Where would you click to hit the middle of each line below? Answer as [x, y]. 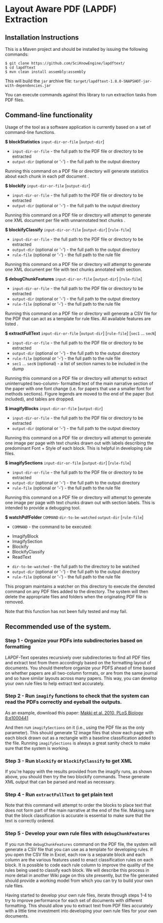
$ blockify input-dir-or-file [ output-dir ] [48, 186]
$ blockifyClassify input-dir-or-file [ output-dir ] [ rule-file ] [68, 230]
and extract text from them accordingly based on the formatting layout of [78, 662]
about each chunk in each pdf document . [47, 176]
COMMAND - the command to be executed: [52, 527]
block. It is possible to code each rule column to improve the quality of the [79, 865]
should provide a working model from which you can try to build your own [79, 880]
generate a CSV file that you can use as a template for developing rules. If [79, 849]
